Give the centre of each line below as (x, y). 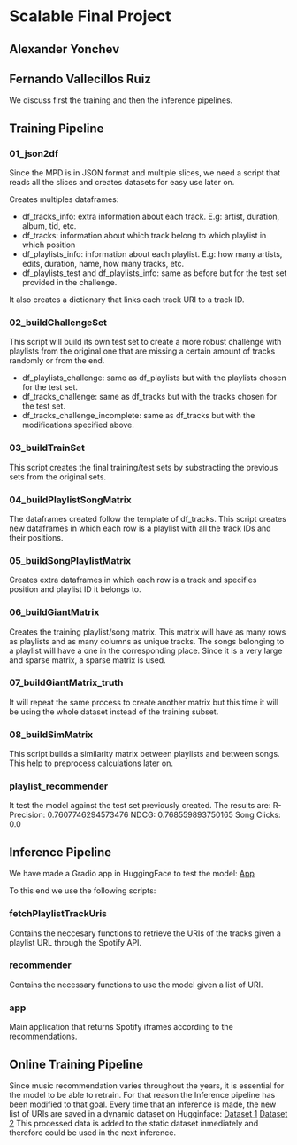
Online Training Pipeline (76, 1064)
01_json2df (34, 153)
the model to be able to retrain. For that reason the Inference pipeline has (142, 1094)
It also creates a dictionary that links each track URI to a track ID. (127, 300)
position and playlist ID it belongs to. (75, 589)
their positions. (36, 537)
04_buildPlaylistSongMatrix (70, 500)
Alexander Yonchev (65, 49)
